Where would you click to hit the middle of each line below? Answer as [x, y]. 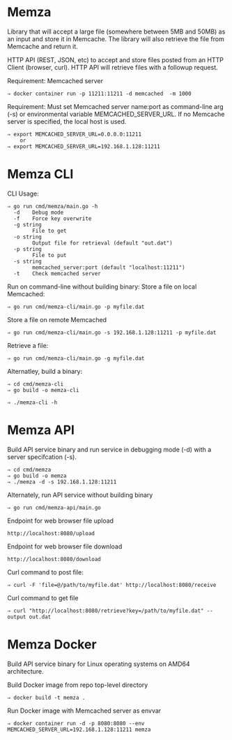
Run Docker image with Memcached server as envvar [84, 711]
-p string [28, 249]
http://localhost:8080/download [54, 559]
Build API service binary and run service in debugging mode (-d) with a [109, 449]
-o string [28, 237]
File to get [50, 231]
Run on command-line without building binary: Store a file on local [102, 286]
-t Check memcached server [57, 273]
